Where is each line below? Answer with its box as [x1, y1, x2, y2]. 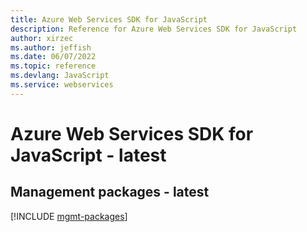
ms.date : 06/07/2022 [10, 52, 97, 62]
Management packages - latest [10, 184, 210, 201]
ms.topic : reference [10, 61, 97, 71]
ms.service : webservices [10, 80, 114, 90]
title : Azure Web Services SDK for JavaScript [10, 14, 208, 25]
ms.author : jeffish [10, 42, 92, 53]
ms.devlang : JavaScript [10, 71, 110, 81]
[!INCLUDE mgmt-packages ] [10, 210, 128, 222]
